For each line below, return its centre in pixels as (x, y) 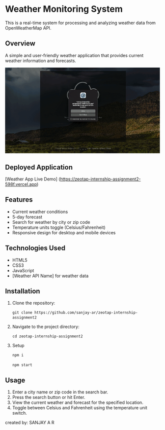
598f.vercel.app (21, 184)
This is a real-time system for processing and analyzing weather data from (81, 23)
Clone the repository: (34, 303)
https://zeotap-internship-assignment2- (100, 179)
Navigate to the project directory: (46, 327)
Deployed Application (39, 167)
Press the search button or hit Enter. (49, 397)
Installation (23, 291)
